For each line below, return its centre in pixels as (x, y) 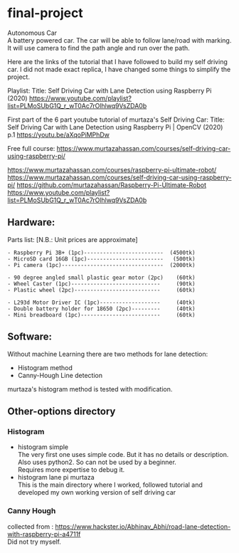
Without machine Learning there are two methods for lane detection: (108, 354)
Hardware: (31, 222)
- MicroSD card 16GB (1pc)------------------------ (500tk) (101, 259)
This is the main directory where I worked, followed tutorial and (110, 485)
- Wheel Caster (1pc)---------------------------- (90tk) (101, 284)
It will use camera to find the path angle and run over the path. (99, 48)
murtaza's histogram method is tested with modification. (90, 389)
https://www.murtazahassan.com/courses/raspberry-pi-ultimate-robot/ (112, 169)
